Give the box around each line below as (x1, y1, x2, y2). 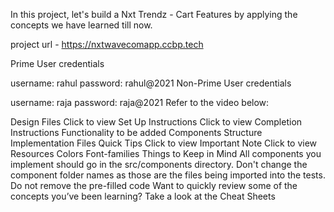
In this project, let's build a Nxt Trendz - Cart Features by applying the (10, 9, 298, 20)
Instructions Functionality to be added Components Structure (10, 127, 263, 138)
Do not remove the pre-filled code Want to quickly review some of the (10, 180, 298, 191)
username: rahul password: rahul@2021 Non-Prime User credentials (10, 77, 292, 89)
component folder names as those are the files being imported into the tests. (10, 169, 326, 181)
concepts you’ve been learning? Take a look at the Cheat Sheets (10, 190, 276, 202)
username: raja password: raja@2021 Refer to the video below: (10, 97, 270, 108)
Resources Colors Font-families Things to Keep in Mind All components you (10, 148, 322, 159)
